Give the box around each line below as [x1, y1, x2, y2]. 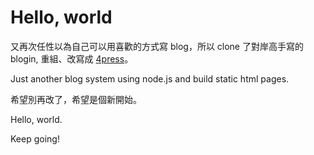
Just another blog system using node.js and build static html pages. [10, 72, 290, 85]
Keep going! [10, 132, 60, 145]
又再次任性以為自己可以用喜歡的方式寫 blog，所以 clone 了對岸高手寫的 [10, 40, 304, 52]
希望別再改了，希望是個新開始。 [10, 93, 142, 105]
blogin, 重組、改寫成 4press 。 [10, 52, 134, 65]
